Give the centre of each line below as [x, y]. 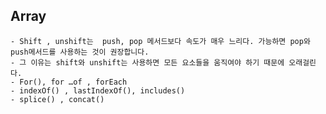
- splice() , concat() [57, 99]
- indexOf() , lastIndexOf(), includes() [98, 90]
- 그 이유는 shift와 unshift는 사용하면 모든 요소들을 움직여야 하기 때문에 [147, 62]
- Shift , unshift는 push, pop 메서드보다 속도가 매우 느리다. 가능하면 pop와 [160, 41]
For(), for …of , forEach [73, 82]
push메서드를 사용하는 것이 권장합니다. [80, 52]
